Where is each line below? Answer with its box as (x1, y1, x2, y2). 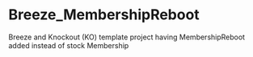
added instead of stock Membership (8, 40, 129, 50)
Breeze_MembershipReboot (8, 6, 200, 24)
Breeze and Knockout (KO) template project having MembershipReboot (8, 32, 245, 42)
